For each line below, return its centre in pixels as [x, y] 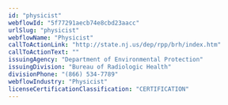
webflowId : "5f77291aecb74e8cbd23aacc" [74, 23]
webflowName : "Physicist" [51, 37]
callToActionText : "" [44, 52]
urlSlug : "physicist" [44, 30]
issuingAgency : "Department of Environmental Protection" [106, 60]
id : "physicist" [35, 15]
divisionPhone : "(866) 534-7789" [63, 74]
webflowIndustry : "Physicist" [58, 81]
